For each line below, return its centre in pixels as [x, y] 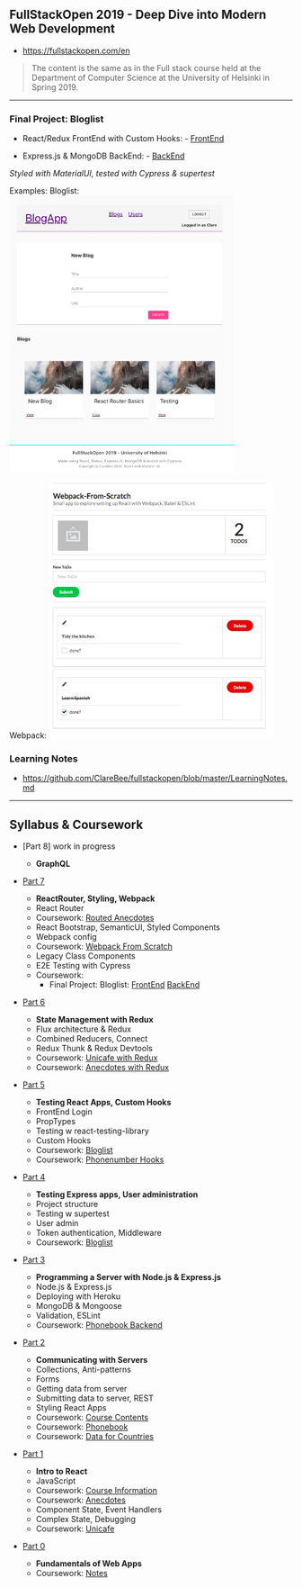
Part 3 [34, 1259]
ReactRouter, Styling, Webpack [95, 898]
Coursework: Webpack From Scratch [104, 946]
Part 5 [33, 1085]
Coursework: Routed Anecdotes [95, 917]
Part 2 [34, 1342]
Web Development [62, 29]
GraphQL [53, 863]
